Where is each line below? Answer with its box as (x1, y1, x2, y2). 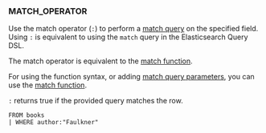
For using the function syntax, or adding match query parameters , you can (8, 72, 255, 82)
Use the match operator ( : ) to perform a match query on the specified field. (8, 24, 259, 34)
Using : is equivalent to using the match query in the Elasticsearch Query (8, 32, 248, 42)
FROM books (8, 111, 45, 119)
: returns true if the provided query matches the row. (8, 96, 183, 106)
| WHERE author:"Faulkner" (8, 119, 99, 127)
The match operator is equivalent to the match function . (8, 56, 193, 66)
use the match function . (8, 80, 87, 90)
